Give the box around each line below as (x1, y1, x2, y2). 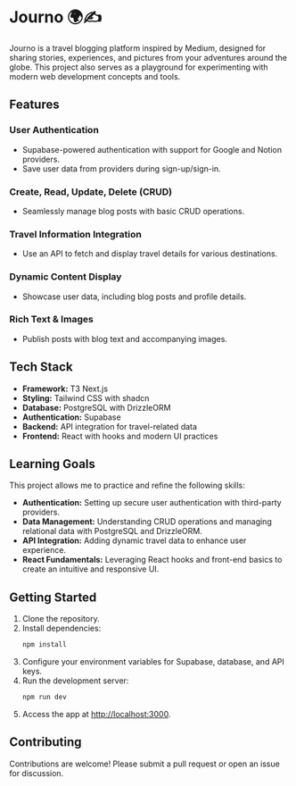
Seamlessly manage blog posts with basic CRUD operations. (21, 205, 245, 216)
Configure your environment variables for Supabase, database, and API (21, 656, 285, 667)
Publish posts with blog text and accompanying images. (21, 333, 227, 344)
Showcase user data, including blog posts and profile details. (21, 291, 247, 302)
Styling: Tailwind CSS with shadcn (21, 392, 150, 403)
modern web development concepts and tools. (9, 71, 181, 81)
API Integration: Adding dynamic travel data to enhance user (21, 535, 247, 546)
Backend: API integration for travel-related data (21, 421, 198, 431)
